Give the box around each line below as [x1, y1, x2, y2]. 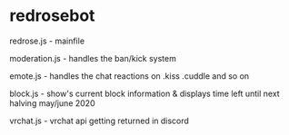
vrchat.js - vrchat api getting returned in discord [9, 115, 189, 126]
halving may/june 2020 [9, 97, 95, 109]
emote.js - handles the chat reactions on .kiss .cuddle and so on [9, 70, 250, 82]
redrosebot [9, 5, 95, 26]
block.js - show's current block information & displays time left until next [9, 88, 280, 99]
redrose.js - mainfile [9, 35, 85, 46]
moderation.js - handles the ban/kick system [9, 53, 177, 63]
